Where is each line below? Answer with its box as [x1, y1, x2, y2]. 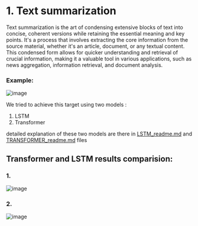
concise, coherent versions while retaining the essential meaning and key [6, 30, 185, 37]
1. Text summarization [6, 4, 116, 18]
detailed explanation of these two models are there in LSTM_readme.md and [6, 130, 193, 137]
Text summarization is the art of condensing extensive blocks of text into [6, 24, 183, 31]
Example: [6, 76, 34, 84]
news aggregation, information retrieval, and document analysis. [6, 61, 163, 69]
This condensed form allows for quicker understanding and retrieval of [6, 49, 178, 56]
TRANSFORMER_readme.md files [6, 137, 87, 144]
